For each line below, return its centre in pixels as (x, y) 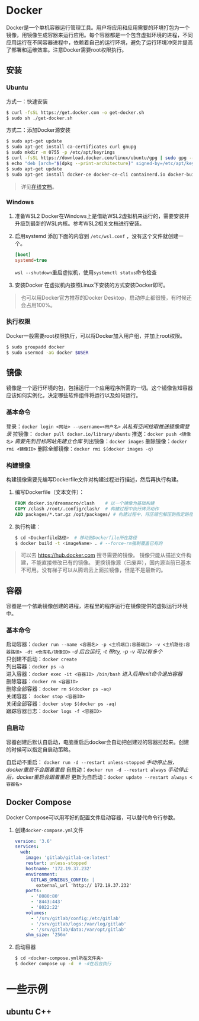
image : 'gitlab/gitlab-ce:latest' (68, 858)
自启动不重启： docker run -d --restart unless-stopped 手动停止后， (92, 762)
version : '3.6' (33, 841)
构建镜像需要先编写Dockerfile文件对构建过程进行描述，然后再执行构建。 (94, 479)
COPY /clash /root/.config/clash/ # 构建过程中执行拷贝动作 (87, 509)
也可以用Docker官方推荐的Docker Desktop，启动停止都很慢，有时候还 (106, 297)
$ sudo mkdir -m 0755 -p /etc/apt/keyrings (61, 153)
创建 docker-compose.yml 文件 (49, 830)
